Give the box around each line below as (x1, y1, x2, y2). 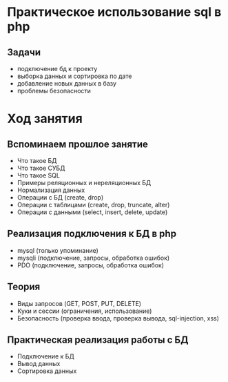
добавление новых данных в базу (17, 79, 117, 87)
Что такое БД (17, 157, 57, 164)
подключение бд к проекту (17, 65, 98, 73)
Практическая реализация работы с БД (7, 334, 189, 346)
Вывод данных (17, 360, 61, 368)
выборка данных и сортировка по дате (17, 72, 132, 80)
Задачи (7, 46, 41, 58)
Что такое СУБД (17, 164, 65, 172)
